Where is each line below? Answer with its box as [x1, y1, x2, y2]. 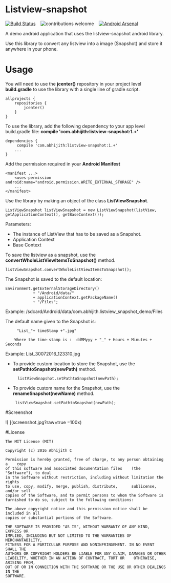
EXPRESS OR [5, 529, 29, 534]
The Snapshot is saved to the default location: [5, 276, 102, 282]
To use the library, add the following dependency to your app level [5, 123, 145, 129]
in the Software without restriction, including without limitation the [5, 475, 164, 480]
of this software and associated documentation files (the [5, 466, 141, 471]
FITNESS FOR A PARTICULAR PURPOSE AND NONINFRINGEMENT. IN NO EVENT [5, 542, 155, 547]
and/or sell [5, 488, 31, 493]
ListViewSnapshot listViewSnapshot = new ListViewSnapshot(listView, [5, 207, 157, 213]
